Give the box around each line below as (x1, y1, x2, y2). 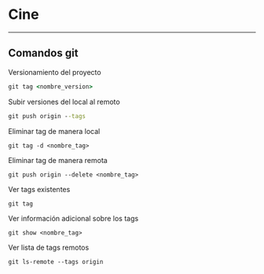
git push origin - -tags (8, 112, 86, 120)
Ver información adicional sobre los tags (8, 213, 139, 223)
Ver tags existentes (8, 184, 71, 194)
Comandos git (8, 46, 79, 60)
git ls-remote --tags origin (8, 257, 104, 265)
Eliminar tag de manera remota (8, 155, 108, 165)
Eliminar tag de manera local (8, 126, 101, 135)
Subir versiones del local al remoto (8, 97, 120, 106)
